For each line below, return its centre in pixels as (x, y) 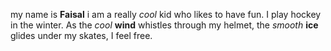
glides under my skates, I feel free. (81, 35)
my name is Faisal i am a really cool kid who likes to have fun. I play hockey (166, 14)
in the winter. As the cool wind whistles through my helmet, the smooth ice (164, 25)
